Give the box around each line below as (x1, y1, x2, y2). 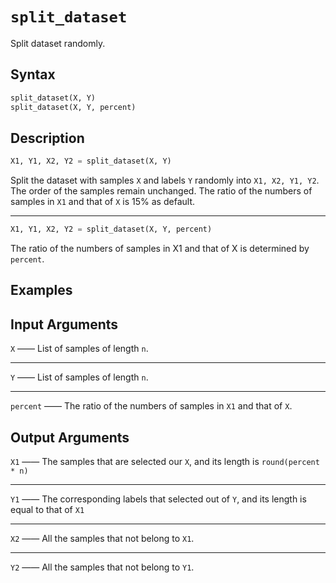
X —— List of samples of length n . (10, 343, 149, 355)
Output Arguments (10, 429, 130, 446)
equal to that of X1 (10, 504, 85, 516)
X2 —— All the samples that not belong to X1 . (10, 533, 195, 545)
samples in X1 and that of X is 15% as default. (10, 196, 195, 208)
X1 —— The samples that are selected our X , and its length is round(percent (10, 456, 320, 468)
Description (10, 129, 85, 147)
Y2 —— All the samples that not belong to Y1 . (10, 561, 195, 573)
